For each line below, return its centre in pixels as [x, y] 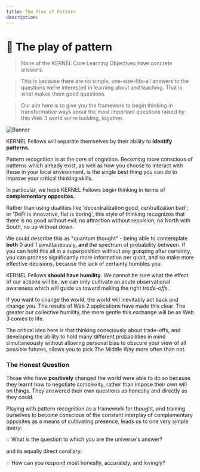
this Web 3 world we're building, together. [72, 118]
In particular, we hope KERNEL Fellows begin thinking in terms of [86, 190]
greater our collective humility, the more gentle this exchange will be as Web [100, 312]
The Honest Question [38, 365]
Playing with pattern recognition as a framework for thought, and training [96, 408]
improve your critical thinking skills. [50, 178]
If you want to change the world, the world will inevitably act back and [92, 300]
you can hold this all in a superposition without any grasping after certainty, [99, 251]
